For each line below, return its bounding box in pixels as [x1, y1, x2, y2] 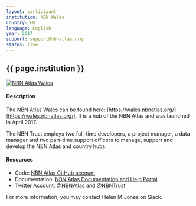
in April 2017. [6, 118, 37, 125]
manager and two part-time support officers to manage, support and [6, 136, 173, 143]
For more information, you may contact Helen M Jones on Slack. [6, 194, 163, 201]
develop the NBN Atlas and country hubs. [6, 143, 107, 150]
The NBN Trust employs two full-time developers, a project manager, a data [6, 130, 190, 137]
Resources [6, 156, 34, 163]
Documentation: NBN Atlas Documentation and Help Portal [14, 176, 158, 183]
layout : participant [6, 8, 57, 15]
